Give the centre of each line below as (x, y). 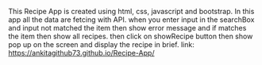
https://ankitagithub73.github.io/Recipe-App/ (81, 53)
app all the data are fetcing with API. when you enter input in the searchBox (131, 20)
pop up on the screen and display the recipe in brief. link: (101, 45)
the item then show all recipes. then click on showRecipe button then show (131, 36)
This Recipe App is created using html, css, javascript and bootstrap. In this (131, 11)
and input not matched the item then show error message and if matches (127, 28)
